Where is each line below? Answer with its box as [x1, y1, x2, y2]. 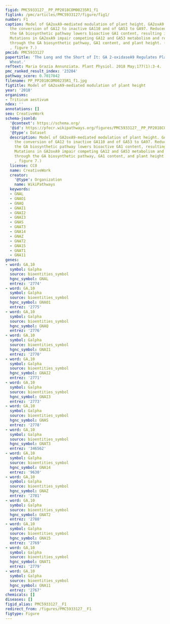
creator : [10, 172, 28, 178]
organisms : [5, 92, 28, 97]
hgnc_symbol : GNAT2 [10, 512, 51, 517]
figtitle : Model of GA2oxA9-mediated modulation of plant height [5, 83, 146, 88]
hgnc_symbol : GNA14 [10, 465, 51, 470]
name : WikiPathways [14, 182, 56, 187]
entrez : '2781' [10, 493, 42, 498]
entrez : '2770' [10, 352, 42, 357]
